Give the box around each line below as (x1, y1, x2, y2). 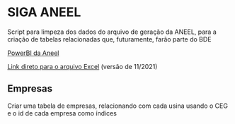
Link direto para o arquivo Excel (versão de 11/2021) (7, 62, 158, 70)
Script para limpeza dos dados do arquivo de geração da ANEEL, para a (7, 27, 217, 36)
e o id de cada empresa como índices (7, 108, 117, 117)
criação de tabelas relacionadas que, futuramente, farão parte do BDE (7, 35, 212, 43)
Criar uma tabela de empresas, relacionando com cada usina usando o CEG (7, 101, 229, 110)
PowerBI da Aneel (7, 49, 59, 57)
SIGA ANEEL (7, 4, 81, 20)
